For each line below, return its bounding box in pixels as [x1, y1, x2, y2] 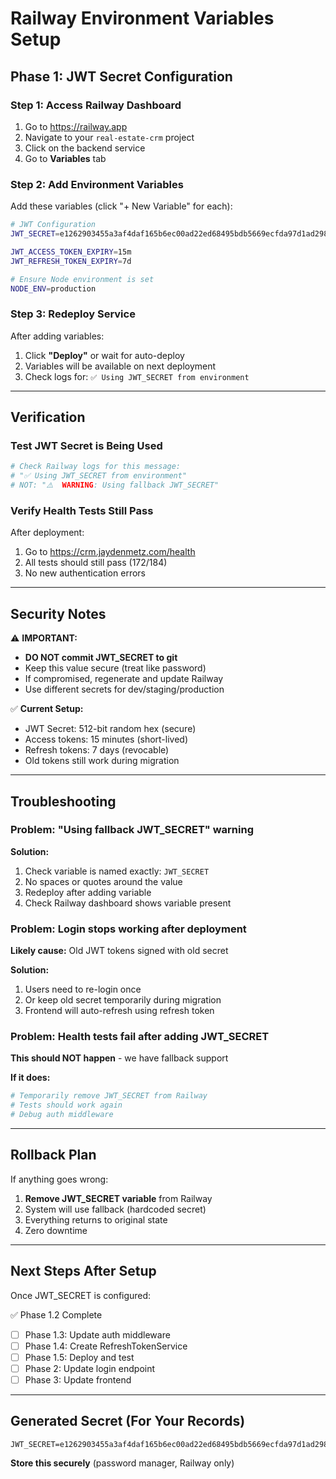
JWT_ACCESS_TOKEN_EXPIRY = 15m [10, 247, 132, 257]
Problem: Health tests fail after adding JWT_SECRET [10, 1030, 270, 1044]
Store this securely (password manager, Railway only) [10, 1457, 235, 1469]
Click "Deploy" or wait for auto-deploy [24, 349, 185, 361]
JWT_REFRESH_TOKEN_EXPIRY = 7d [10, 256, 132, 266]
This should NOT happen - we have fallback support [10, 1052, 229, 1064]
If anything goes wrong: [10, 1173, 109, 1185]
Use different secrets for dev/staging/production [24, 683, 225, 696]
